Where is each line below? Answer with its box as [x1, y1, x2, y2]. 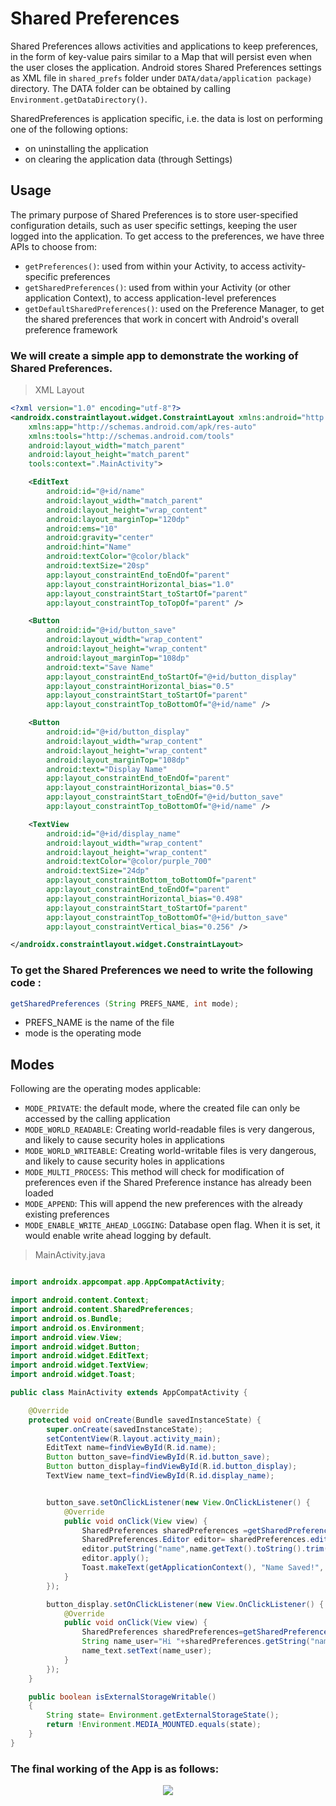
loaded [24, 1187, 54, 1199]
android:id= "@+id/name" [46, 487, 145, 497]
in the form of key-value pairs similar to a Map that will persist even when [10, 50, 312, 62]
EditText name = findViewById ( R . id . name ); [46, 1443, 217, 1453]
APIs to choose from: [10, 240, 97, 252]
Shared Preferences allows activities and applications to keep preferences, [10, 40, 319, 52]
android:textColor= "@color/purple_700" [46, 857, 213, 867]
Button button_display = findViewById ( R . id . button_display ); [46, 1462, 298, 1472]
